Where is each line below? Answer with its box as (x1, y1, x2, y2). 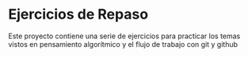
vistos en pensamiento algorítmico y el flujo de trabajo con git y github (8, 39, 238, 48)
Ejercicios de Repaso (8, 5, 149, 23)
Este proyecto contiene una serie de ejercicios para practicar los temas (8, 31, 241, 41)
